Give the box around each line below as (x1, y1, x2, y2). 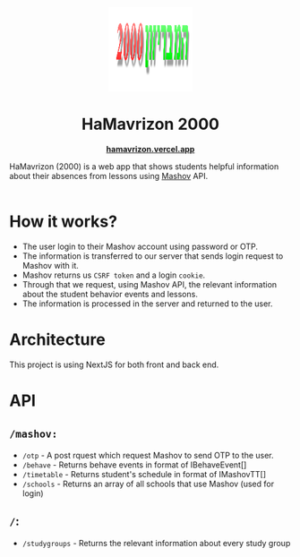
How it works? (9, 211, 118, 232)
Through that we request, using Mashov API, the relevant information (21, 278, 278, 289)
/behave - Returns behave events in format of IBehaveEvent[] (21, 459, 247, 470)
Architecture (9, 330, 106, 350)
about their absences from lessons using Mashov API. (9, 170, 209, 181)
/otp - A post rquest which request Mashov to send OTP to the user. (21, 450, 275, 460)
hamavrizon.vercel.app (106, 143, 195, 154)
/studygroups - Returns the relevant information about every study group (21, 537, 291, 548)
